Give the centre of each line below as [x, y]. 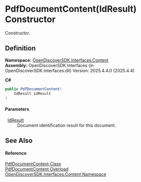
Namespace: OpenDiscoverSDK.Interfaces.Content [57, 60]
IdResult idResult [32, 93]
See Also [19, 140]
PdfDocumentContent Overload [37, 169]
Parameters [17, 109]
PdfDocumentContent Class [33, 164]
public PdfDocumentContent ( [34, 89]
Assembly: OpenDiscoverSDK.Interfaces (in [50, 65]
